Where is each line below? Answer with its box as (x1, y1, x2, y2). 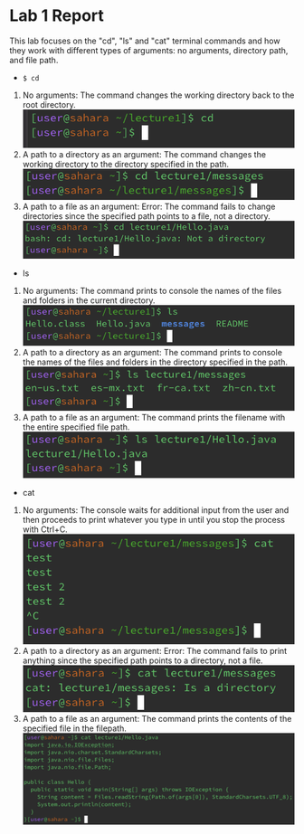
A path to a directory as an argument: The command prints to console (22, 347, 283, 358)
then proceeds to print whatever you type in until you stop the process (22, 514, 285, 525)
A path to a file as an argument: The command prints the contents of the (22, 713, 292, 724)
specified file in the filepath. (22, 723, 127, 734)
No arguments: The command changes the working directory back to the (22, 90, 295, 100)
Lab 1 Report (9, 5, 104, 26)
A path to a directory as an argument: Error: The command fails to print (22, 645, 288, 656)
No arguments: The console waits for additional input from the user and (22, 504, 290, 516)
